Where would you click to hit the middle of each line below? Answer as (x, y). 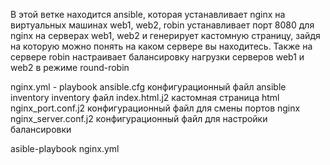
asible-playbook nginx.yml (65, 148)
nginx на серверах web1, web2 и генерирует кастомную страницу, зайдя (165, 35)
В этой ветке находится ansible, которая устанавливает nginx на (148, 14)
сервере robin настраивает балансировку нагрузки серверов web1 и (157, 57)
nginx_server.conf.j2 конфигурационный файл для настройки (139, 118)
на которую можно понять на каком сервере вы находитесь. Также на (161, 46)
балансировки (41, 129)
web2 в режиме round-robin (70, 67)
